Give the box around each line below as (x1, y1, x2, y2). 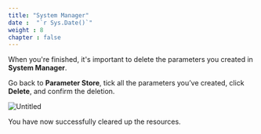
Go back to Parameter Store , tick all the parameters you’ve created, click (8, 78, 245, 88)
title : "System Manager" (8, 11, 89, 20)
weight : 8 (8, 26, 44, 34)
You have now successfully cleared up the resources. (8, 117, 182, 126)
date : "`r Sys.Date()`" (8, 19, 92, 27)
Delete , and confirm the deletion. (8, 87, 115, 96)
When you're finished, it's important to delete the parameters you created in (8, 55, 253, 64)
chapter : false (8, 33, 61, 42)
